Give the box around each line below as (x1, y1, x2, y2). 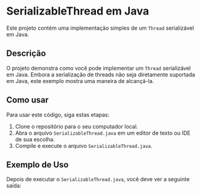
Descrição (6, 48, 46, 59)
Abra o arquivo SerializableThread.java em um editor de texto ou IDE (15, 129, 191, 136)
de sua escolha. (15, 135, 55, 143)
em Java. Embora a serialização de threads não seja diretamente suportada (6, 71, 196, 78)
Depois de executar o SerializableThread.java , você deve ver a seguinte (6, 176, 190, 183)
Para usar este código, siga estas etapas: (6, 111, 110, 118)
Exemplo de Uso (6, 159, 69, 170)
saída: (6, 182, 22, 189)
